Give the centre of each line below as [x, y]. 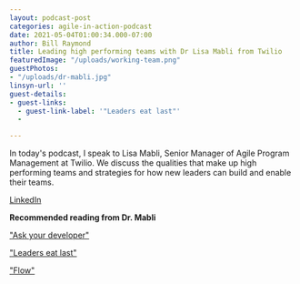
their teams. [32, 182]
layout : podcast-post [50, 18]
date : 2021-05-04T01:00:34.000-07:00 [81, 35]
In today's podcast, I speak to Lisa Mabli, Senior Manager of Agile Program [150, 153]
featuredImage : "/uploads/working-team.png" [95, 60]
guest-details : [38, 94]
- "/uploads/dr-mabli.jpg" [60, 77]
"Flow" [22, 270]
